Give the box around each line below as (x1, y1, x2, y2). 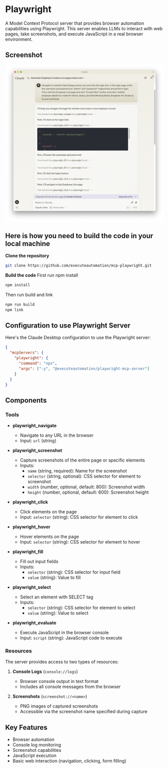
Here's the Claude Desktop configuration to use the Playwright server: (5, 335, 151, 341)
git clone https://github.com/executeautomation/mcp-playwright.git (5, 263, 152, 268)
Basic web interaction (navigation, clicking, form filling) (12, 758, 127, 764)
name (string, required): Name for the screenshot (27, 468, 127, 474)
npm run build (5, 302, 35, 307)
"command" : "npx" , (18, 361, 57, 366)
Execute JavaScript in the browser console (20, 630, 109, 636)
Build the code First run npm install (5, 272, 78, 278)
